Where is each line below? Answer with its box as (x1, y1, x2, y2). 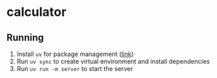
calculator (6, 4, 67, 20)
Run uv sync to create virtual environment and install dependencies (16, 57, 210, 66)
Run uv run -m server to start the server (16, 65, 133, 72)
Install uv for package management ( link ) (16, 50, 134, 58)
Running (6, 32, 45, 43)
